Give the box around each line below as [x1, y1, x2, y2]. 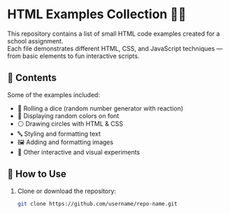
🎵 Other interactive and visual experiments [17, 148, 141, 156]
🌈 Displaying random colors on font [17, 111, 120, 120]
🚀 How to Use [7, 168, 66, 180]
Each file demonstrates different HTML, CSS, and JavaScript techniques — [7, 44, 223, 52]
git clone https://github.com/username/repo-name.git [17, 200, 178, 207]
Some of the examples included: [7, 90, 100, 99]
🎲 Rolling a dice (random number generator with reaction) [17, 104, 184, 113]
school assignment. [7, 36, 64, 45]
